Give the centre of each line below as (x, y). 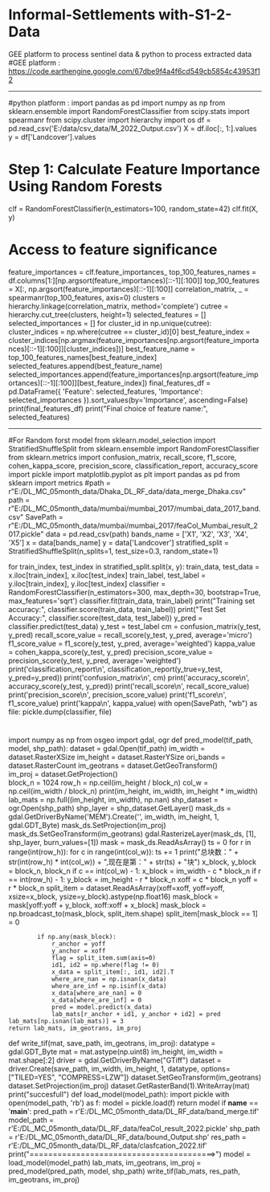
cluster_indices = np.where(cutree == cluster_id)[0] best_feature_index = (129, 332)
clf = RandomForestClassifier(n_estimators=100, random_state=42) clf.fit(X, (133, 208)
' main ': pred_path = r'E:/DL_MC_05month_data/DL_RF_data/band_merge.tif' (134, 1111)
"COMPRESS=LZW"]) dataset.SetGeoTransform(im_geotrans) (160, 1077)
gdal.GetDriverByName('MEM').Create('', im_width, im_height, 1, (114, 816)
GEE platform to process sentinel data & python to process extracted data (130, 54)
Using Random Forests (86, 187)
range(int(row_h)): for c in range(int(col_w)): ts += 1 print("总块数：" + (124, 852)
